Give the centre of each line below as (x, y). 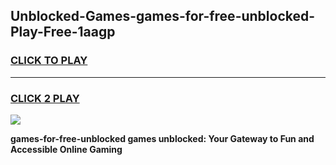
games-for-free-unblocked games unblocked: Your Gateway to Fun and (162, 138)
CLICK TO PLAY (49, 61)
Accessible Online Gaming (66, 149)
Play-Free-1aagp (63, 32)
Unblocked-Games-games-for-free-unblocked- (163, 16)
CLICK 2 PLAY (45, 98)
